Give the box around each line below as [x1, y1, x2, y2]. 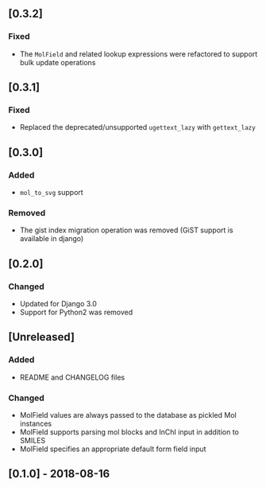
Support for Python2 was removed [19, 307, 133, 318]
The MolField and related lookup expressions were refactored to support [19, 49, 258, 59]
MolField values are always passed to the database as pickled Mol [19, 411, 237, 420]
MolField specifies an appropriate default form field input [19, 444, 206, 454]
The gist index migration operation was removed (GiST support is [19, 225, 233, 235]
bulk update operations [19, 57, 96, 67]
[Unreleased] [8, 330, 75, 344]
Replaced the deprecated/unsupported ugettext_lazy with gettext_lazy [19, 123, 256, 132]
